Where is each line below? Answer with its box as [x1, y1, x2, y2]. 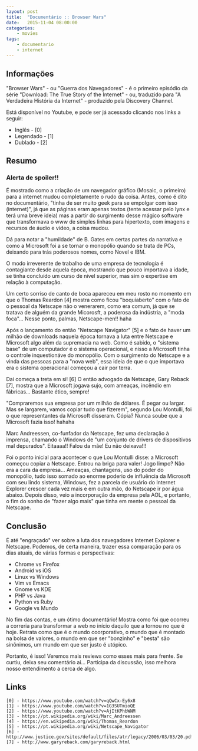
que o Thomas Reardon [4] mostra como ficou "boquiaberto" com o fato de [6, 296, 190, 304]
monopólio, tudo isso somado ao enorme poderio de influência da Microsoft [6, 473, 190, 480]
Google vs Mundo [14, 605, 58, 612]
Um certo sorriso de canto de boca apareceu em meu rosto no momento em [6, 290, 192, 297]
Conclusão [6, 521, 47, 531]
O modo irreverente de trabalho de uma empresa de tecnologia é [6, 260, 164, 267]
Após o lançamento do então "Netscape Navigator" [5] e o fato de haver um [6, 327, 191, 334]
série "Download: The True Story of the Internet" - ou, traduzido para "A [6, 91, 181, 98]
